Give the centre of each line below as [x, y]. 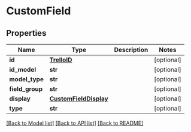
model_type [26, 79]
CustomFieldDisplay [79, 99]
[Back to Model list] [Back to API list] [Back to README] [75, 123]
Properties [26, 33]
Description [131, 50]
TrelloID [61, 60]
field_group [26, 89]
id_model [23, 70]
